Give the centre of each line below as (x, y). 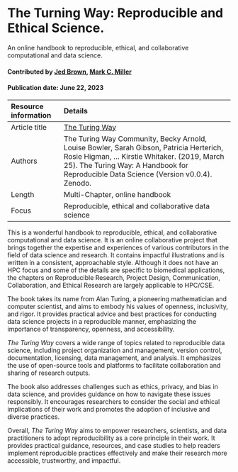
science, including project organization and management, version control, (115, 350)
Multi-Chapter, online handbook (117, 194)
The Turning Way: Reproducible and (115, 13)
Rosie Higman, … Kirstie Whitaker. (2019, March (144, 156)
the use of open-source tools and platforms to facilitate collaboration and (114, 365)
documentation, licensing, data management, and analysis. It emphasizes (114, 358)
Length (23, 194)
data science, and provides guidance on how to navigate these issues (109, 394)
